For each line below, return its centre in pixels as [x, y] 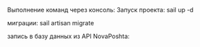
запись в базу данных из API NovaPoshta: [68, 36]
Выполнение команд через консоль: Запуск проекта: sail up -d [100, 10]
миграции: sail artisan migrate [51, 23]
